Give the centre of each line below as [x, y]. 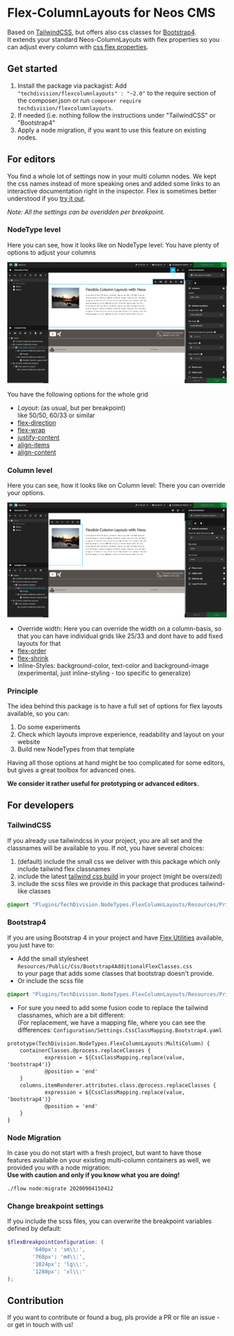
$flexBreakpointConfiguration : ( [56, 1242]
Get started [32, 69]
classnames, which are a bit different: [71, 1015]
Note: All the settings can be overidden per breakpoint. [86, 212]
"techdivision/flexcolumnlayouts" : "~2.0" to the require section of [117, 93]
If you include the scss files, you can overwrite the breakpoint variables [110, 1221]
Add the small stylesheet [53, 958]
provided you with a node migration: [59, 1167]
